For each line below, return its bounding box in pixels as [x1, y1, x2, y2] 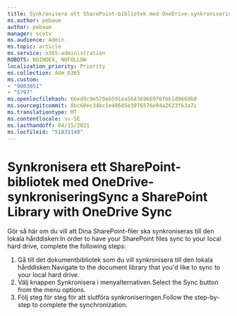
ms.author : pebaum [7, 17, 61, 24]
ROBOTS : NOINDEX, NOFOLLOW [7, 56, 87, 63]
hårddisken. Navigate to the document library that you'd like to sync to [17, 263, 221, 272]
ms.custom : [7, 75, 39, 83]
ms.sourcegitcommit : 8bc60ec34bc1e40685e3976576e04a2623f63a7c [7, 102, 197, 109]
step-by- [194, 293, 220, 302]
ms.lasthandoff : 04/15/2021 [7, 121, 90, 129]
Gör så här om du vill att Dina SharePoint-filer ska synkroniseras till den [7, 227, 214, 236]
